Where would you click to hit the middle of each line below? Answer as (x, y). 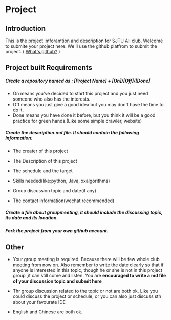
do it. (18, 110)
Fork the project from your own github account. (57, 231)
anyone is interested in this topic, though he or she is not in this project (88, 270)
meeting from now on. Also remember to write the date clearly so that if (88, 265)
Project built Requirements (49, 68)
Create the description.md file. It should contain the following (72, 132)
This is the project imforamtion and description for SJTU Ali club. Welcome (84, 41)
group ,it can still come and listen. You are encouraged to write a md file (89, 276)
